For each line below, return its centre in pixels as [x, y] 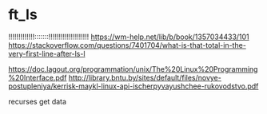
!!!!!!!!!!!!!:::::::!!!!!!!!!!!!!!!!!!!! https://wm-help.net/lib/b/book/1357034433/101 [129, 37]
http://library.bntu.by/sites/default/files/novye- [145, 77]
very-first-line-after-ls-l [47, 53]
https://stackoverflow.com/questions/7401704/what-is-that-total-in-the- [127, 45]
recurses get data [37, 101]
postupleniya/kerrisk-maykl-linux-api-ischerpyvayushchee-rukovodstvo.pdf [133, 86]
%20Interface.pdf [38, 77]
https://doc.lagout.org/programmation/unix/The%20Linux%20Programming [133, 69]
